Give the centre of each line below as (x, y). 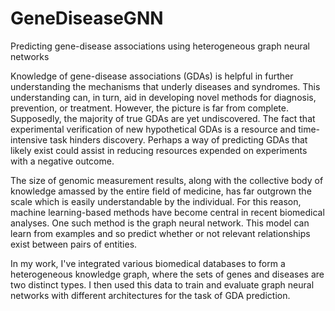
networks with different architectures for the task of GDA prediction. (150, 295)
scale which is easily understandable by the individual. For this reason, (156, 201)
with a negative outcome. (62, 161)
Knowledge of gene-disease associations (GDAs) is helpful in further (152, 76)
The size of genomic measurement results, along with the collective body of (167, 180)
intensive (29, 139)
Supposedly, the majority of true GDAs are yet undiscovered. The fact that (163, 118)
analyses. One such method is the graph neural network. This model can (160, 223)
